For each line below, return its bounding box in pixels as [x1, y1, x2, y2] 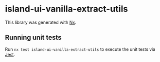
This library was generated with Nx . [5, 19, 76, 25]
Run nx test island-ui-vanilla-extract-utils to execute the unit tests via [5, 46, 156, 52]
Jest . [5, 51, 16, 57]
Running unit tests [5, 33, 62, 42]
